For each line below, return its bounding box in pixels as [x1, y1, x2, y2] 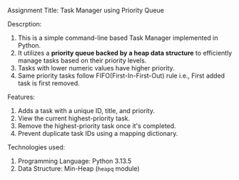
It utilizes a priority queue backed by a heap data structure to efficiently [17, 49, 233, 57]
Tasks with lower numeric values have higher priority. [17, 64, 175, 72]
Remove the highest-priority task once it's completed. [17, 122, 176, 130]
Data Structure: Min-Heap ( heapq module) [17, 164, 141, 173]
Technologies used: [7, 143, 66, 152]
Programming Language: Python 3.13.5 [17, 157, 132, 165]
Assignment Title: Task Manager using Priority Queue [7, 6, 164, 14]
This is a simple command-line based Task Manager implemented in [17, 33, 219, 42]
